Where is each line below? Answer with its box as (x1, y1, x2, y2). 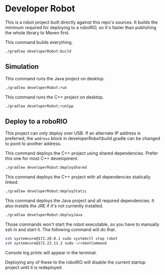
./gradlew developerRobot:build (5, 49, 71, 54)
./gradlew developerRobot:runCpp (5, 103, 74, 108)
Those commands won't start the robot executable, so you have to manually (5, 221, 160, 227)
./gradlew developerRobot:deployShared (5, 165, 87, 170)
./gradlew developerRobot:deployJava (5, 212, 83, 217)
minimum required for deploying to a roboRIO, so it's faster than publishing (5, 24, 157, 30)
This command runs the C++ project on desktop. (5, 94, 104, 100)
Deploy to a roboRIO (5, 117, 68, 126)
